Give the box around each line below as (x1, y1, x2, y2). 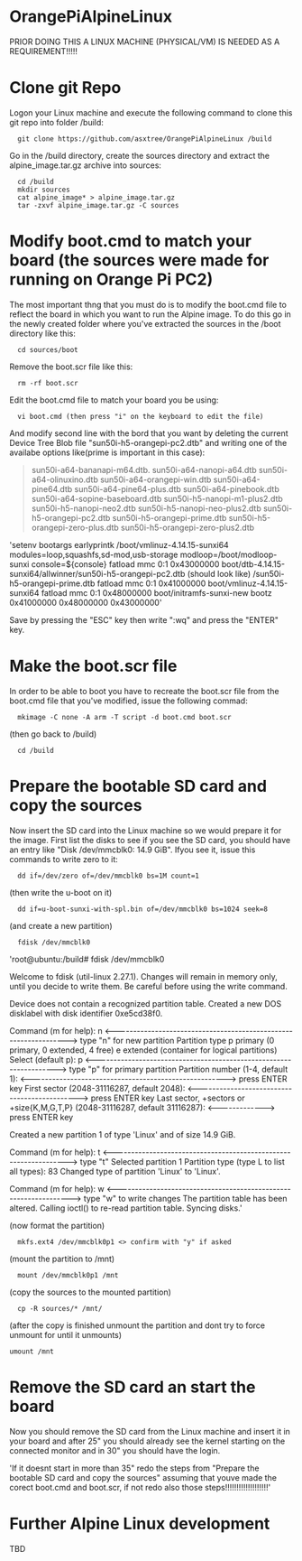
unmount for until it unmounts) (9, 1329, 123, 1340)
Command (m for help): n (9, 1025, 104, 1036)
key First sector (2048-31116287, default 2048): (9, 1082, 186, 1093)
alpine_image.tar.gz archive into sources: (9, 160, 162, 171)
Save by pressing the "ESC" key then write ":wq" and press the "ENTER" (9, 614, 279, 625)
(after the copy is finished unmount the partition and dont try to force (9, 1320, 266, 1331)
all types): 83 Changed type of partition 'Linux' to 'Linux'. (9, 1166, 221, 1176)
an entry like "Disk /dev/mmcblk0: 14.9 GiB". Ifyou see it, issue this (9, 844, 256, 855)
